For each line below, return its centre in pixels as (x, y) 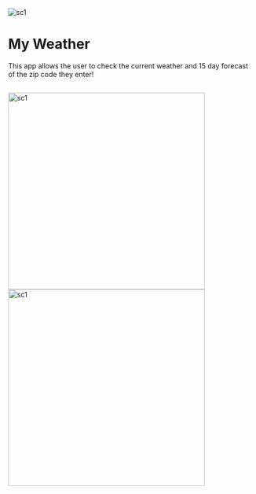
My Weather (49, 44)
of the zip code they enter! (51, 74)
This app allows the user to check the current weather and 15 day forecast (128, 65)
